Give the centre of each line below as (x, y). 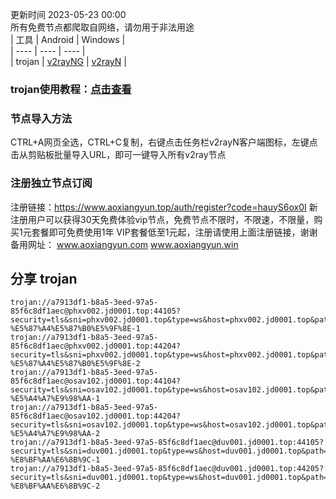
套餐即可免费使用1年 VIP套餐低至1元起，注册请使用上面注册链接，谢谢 (174, 232)
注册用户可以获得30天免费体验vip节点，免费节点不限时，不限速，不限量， (162, 219)
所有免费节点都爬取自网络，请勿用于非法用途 (102, 27)
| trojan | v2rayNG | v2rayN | (68, 61)
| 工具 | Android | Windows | (68, 39)
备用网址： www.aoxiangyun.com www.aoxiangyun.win (124, 244)
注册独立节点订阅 (51, 183)
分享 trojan (44, 278)
